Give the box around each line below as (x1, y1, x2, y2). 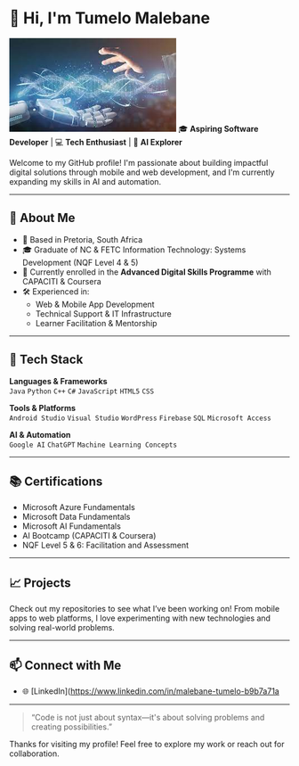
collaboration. (9, 748, 60, 759)
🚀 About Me (9, 210, 76, 226)
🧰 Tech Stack (9, 352, 84, 367)
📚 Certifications (9, 474, 103, 489)
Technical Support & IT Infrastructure (35, 308, 172, 319)
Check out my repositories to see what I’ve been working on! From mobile (9, 604, 280, 614)
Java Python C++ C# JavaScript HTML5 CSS (9, 387, 154, 396)
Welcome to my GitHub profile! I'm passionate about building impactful (9, 157, 269, 168)
